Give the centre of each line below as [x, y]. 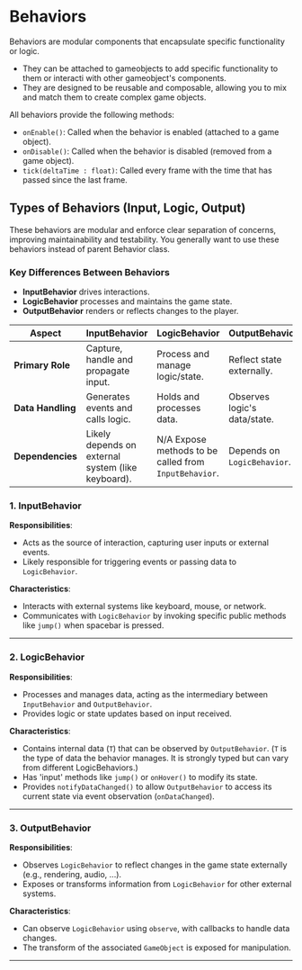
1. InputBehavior [46, 506]
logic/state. [180, 377]
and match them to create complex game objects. [114, 97]
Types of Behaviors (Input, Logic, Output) [128, 208]
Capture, [104, 348]
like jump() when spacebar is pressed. [93, 625]
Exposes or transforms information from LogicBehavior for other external [157, 884]
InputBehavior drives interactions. [86, 292]
